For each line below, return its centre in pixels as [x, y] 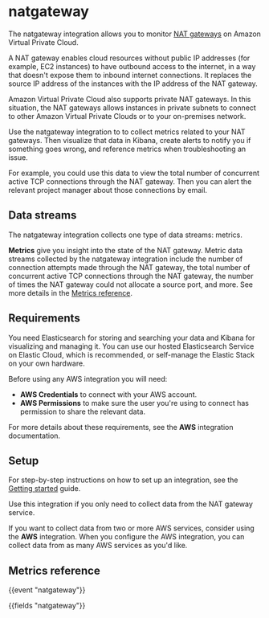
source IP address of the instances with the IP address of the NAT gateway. [133, 84]
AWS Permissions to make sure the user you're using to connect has [134, 403]
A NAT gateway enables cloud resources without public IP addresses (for [129, 58]
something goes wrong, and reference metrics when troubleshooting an [127, 149]
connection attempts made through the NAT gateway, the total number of [129, 267]
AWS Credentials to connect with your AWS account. [108, 394]
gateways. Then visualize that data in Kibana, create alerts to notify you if [130, 140]
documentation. [35, 436]
